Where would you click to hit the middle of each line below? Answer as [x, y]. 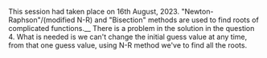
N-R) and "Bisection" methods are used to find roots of [168, 20]
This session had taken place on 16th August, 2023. [94, 12]
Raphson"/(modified [42, 20]
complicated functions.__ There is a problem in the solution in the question [131, 28]
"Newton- [197, 12]
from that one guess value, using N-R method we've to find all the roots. [128, 45]
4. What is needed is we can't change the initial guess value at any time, [128, 37]
